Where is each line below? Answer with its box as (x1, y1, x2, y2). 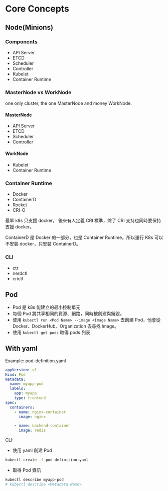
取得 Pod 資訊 (12, 467, 41, 473)
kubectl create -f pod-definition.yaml (5, 457, 89, 463)
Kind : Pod (5, 372, 26, 377)
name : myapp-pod (10, 381, 44, 386)
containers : (10, 404, 35, 410)
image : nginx (18, 414, 46, 419)
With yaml (5, 344, 38, 353)
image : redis (18, 428, 46, 433)
